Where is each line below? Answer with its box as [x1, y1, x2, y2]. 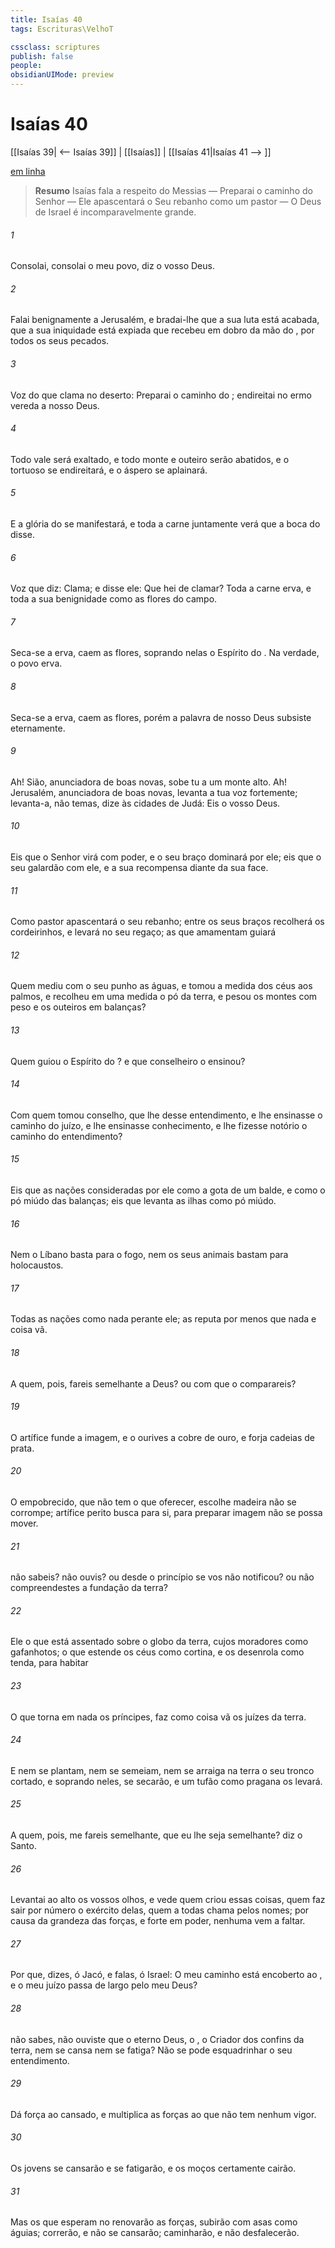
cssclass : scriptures [10, 42, 101, 52]
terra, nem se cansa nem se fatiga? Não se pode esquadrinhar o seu [10, 2044, 293, 2056]
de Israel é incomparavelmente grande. [34, 206, 197, 218]
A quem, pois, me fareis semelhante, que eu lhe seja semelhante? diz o [10, 1829, 303, 1841]
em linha [10, 165, 46, 177]
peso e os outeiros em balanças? [10, 1001, 147, 1013]
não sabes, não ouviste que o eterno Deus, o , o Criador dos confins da [10, 2033, 305, 2045]
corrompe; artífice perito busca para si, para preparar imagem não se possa [10, 1507, 323, 1518]
